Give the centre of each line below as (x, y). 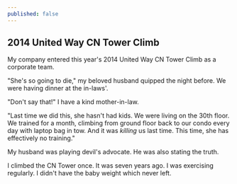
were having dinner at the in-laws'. (58, 88)
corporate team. (31, 67)
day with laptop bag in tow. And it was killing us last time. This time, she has (118, 131)
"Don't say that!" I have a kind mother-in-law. (73, 102)
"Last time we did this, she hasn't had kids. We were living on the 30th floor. (118, 116)
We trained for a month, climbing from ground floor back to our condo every (118, 123)
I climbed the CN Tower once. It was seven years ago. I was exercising (111, 166)
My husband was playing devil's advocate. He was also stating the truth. (113, 152)
